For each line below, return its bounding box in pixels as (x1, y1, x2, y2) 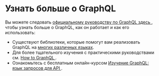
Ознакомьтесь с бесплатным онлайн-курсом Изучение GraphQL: (12, 60, 149, 66)
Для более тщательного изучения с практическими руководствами (12, 50, 155, 55)
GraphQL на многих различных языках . (12, 44, 94, 50)
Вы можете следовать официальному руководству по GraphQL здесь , (5, 19, 153, 25)
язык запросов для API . (12, 65, 63, 71)
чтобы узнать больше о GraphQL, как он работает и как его (5, 24, 130, 30)
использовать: (5, 29, 36, 35)
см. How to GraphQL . (12, 54, 57, 60)
